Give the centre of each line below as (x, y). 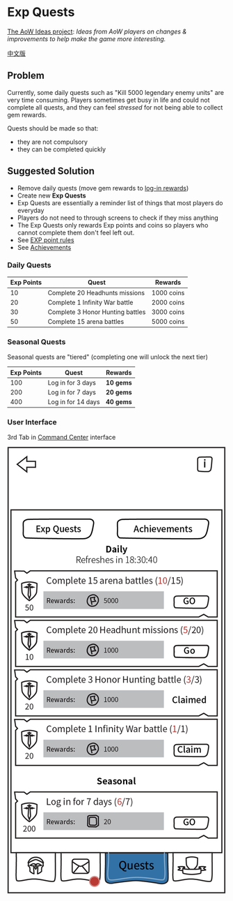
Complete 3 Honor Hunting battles (97, 312)
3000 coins (168, 312)
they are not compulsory (53, 142)
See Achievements (44, 247)
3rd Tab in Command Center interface (62, 438)
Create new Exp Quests (51, 195)
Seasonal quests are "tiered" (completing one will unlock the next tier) (108, 357)
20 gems (119, 392)
